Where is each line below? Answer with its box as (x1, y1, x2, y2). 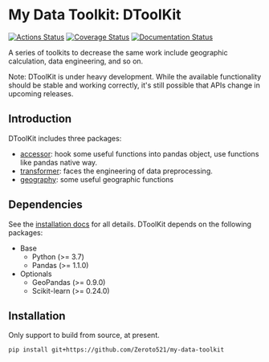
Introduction (8, 112, 72, 126)
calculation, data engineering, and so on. (8, 56, 144, 66)
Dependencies (8, 198, 83, 212)
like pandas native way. (19, 157, 98, 167)
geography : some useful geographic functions (19, 174, 174, 184)
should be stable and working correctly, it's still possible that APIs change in (8, 80, 261, 90)
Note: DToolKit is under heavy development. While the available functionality (8, 71, 262, 81)
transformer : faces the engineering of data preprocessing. (19, 166, 213, 176)
